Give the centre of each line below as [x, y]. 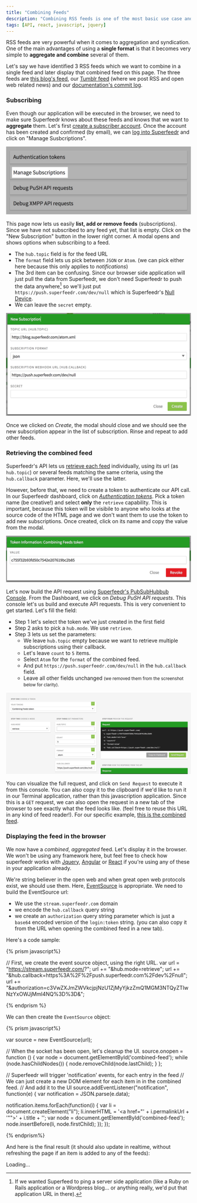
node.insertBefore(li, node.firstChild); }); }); [58, 1124]
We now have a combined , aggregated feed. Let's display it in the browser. [97, 849]
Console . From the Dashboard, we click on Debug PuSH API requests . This [96, 597]
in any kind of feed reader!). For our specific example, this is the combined [96, 815]
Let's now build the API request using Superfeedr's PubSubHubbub [87, 591]
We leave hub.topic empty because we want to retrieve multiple [101, 640]
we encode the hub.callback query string [64, 910]
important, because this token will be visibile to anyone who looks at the [93, 508]
